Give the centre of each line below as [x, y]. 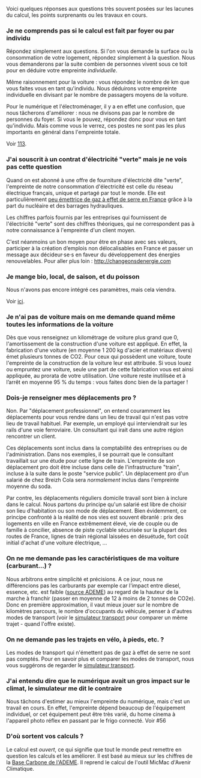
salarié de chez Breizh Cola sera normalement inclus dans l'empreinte [93, 480]
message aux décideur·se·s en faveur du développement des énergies [93, 255]
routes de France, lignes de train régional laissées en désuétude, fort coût [97, 536]
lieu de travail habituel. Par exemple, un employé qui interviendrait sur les [97, 424]
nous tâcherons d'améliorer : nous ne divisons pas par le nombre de [91, 113]
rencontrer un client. [31, 436]
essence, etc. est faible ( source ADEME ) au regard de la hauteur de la [92, 591]
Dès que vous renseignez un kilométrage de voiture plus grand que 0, [92, 338]
